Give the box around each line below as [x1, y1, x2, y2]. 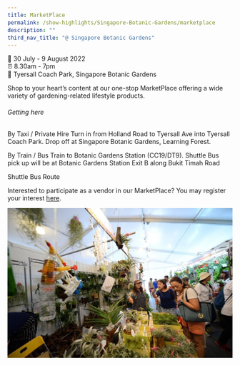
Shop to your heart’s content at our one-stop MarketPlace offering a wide [7, 84, 224, 93]
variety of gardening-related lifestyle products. [7, 91, 145, 100]
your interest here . [7, 194, 62, 202]
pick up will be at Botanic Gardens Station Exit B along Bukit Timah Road [7, 159, 220, 168]
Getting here [7, 108, 44, 116]
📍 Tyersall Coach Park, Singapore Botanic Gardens [7, 70, 157, 78]
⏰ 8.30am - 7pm [7, 62, 56, 71]
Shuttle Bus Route [7, 173, 61, 181]
